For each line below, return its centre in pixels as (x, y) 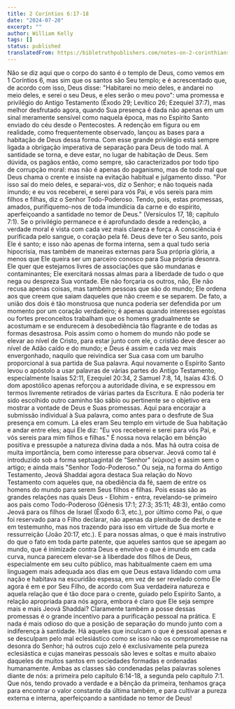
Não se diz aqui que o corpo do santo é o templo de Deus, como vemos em (116, 73)
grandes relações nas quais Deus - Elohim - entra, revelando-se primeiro (112, 497)
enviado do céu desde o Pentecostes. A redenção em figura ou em (104, 125)
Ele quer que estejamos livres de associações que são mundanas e (104, 266)
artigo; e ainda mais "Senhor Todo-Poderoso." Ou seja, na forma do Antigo (115, 467)
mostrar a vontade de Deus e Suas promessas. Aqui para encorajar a (107, 408)
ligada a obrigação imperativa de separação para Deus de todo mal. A (108, 147)
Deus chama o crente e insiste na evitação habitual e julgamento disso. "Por (117, 177)
